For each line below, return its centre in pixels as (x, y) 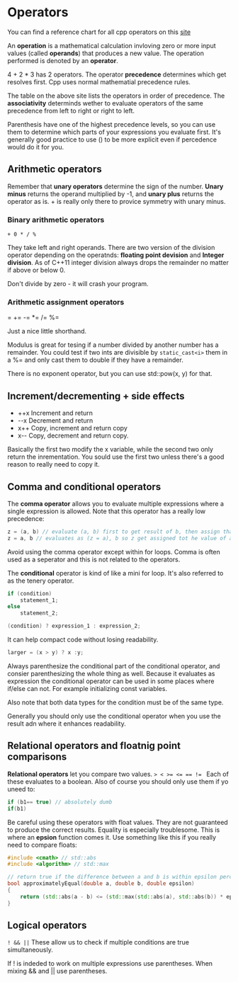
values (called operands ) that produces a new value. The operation (106, 53)
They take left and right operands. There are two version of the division (111, 248)
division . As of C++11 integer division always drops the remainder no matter (118, 263)
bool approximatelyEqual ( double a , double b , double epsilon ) (101, 884)
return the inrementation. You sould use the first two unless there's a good (116, 457)
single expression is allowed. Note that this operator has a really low (107, 511)
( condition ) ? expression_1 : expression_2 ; (74, 626)
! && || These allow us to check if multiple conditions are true (98, 942)
